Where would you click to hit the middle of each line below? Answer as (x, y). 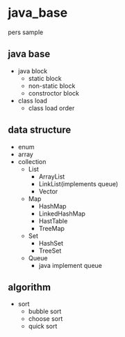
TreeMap (52, 228)
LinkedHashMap (62, 214)
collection (32, 161)
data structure (40, 130)
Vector (48, 191)
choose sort (45, 319)
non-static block (52, 86)
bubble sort (45, 311)
